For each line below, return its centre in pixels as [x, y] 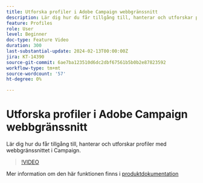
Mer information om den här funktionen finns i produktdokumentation [92, 174]
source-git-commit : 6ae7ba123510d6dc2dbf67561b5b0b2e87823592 [86, 62]
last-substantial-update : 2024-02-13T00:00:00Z [67, 51]
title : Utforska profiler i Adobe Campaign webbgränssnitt [82, 12]
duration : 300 [24, 46]
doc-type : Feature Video [37, 40]
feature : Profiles [29, 23]
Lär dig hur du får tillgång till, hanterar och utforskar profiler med [87, 144]
